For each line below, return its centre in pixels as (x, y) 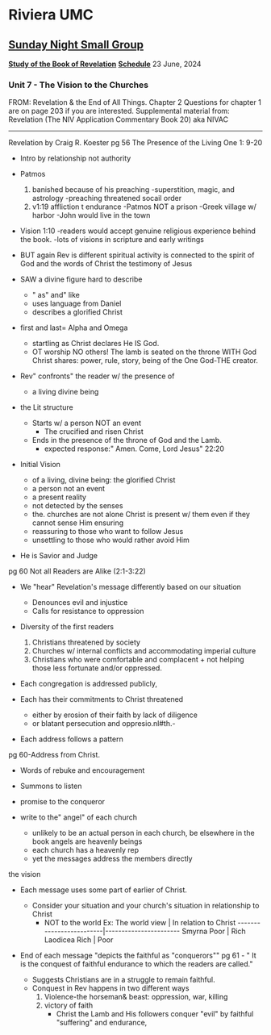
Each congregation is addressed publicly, (89, 684)
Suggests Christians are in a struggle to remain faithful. (123, 980)
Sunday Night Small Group (76, 45)
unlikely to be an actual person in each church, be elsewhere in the (144, 833)
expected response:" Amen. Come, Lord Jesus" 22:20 (134, 449)
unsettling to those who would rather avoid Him (110, 540)
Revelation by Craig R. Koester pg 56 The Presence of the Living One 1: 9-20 (135, 143)
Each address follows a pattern (71, 739)
